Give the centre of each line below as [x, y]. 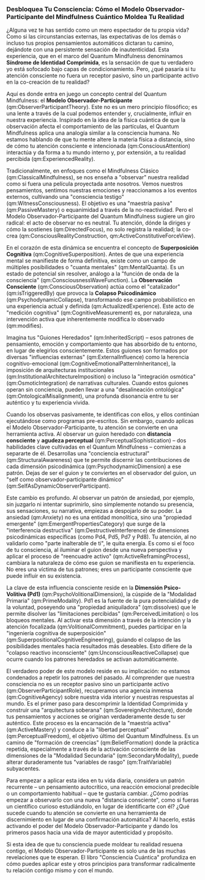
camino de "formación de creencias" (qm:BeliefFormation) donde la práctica [103, 743]
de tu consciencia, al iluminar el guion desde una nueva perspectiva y [94, 550]
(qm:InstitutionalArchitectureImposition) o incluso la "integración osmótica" [101, 377]
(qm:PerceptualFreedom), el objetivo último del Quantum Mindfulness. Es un [102, 736]
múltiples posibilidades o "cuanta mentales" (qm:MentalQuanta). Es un [95, 267]
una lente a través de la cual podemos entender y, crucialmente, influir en [99, 114]
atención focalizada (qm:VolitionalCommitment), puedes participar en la [96, 627]
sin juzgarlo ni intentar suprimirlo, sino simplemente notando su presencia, [100, 504]
